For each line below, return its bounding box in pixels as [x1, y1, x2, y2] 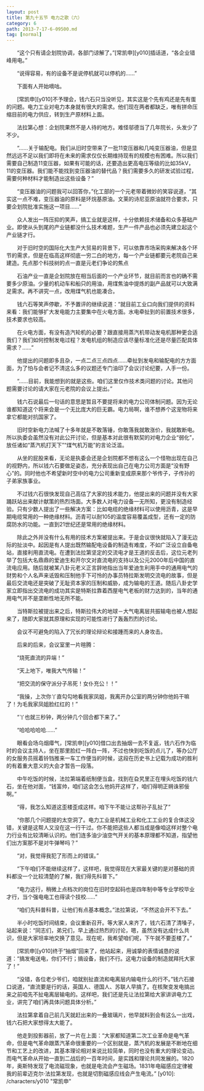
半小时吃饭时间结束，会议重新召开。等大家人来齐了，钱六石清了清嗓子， [16, 919, 198, 926]
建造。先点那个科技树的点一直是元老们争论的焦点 [6, 260, 129, 267]
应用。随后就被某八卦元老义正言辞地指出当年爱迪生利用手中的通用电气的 [16, 564, 198, 572]
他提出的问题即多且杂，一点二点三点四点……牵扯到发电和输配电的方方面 [16, 357, 197, 364]
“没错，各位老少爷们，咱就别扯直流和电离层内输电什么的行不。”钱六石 [16, 976, 189, 983]
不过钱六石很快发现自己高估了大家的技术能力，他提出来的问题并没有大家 [16, 490, 198, 497]
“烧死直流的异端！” [16, 654, 65, 661]
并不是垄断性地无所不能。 [22, 595, 86, 602]
